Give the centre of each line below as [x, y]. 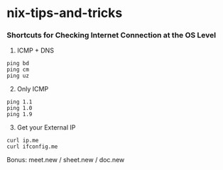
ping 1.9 [20, 115]
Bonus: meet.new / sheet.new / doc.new [66, 160]
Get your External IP [46, 127]
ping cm [18, 70]
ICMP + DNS [36, 50]
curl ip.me [23, 141]
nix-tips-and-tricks [65, 13]
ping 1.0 [20, 108]
